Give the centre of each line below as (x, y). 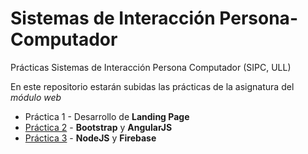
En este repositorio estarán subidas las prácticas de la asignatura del (152, 86)
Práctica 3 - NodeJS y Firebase (90, 138)
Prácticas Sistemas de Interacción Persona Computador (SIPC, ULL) (151, 67)
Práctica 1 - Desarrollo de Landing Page (107, 116)
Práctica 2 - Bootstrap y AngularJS (98, 127)
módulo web (36, 97)
